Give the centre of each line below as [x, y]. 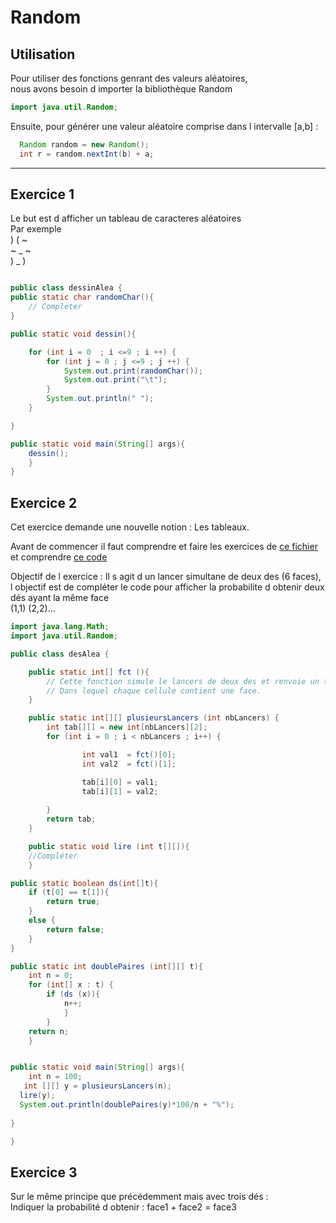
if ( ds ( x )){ [73, 994]
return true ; [73, 902]
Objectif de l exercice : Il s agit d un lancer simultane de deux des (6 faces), [166, 577]
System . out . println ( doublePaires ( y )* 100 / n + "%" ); [127, 1104]
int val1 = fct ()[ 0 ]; [129, 754]
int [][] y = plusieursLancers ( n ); [97, 1086]
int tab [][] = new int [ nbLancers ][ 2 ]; [127, 727]
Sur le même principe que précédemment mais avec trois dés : [139, 1197]
